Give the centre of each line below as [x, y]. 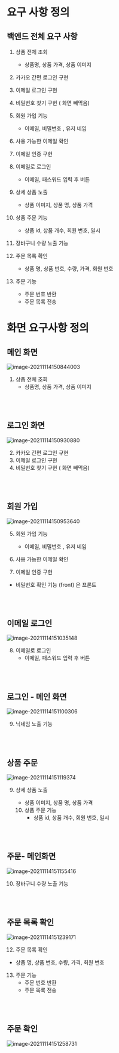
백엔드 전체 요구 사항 [42, 36]
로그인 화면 [26, 426]
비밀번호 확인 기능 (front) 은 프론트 [56, 584]
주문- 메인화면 [31, 856]
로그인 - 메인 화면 [37, 697]
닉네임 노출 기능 [34, 724]
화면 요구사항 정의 [48, 328]
